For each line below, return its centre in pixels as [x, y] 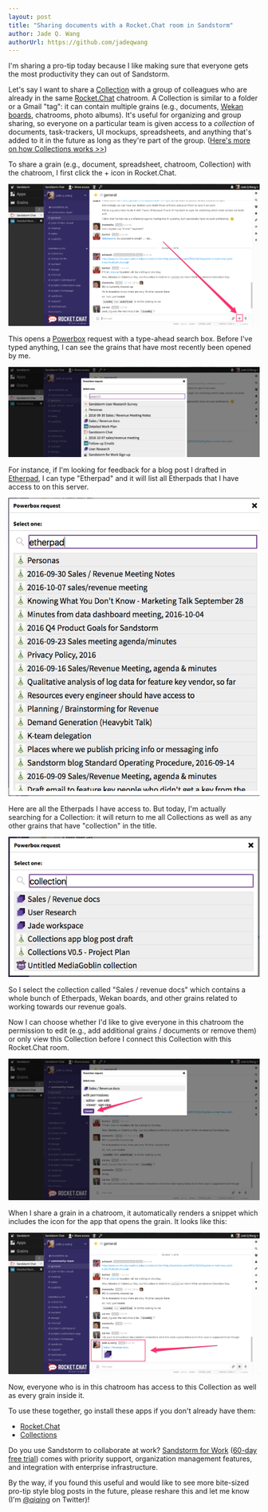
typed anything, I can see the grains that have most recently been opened [130, 347]
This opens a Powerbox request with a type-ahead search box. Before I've [130, 338]
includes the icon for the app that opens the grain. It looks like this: [118, 1221]
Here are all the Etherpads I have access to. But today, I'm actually [117, 809]
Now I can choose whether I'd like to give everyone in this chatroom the [126, 1022]
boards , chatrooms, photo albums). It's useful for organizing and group [125, 115]
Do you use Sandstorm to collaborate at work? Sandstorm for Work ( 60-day [133, 1451]
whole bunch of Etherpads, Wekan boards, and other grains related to [123, 998]
